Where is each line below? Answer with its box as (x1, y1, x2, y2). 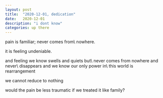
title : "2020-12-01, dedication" (5, 12, 76, 17)
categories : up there (5, 25, 50, 30)
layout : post (5, 7, 32, 12)
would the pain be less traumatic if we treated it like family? (5, 87, 125, 93)
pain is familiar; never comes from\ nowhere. (5, 39, 96, 45)
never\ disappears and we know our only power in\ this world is (5, 63, 134, 69)
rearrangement (5, 68, 36, 74)
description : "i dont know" (5, 21, 63, 26)
